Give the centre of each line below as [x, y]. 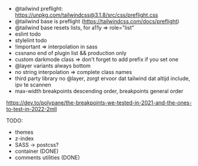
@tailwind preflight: [39, 9]
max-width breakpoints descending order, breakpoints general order [99, 91]
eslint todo [28, 34]
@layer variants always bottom [52, 66]
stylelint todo [31, 40]
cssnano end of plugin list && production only [71, 53]
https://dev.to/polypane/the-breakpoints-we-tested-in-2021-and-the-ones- [99, 103]
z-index [24, 139]
